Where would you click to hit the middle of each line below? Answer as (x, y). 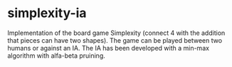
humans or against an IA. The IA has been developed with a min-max (109, 48)
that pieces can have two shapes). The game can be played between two (115, 40)
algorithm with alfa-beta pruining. (56, 56)
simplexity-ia (47, 13)
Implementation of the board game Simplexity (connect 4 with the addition (116, 33)
